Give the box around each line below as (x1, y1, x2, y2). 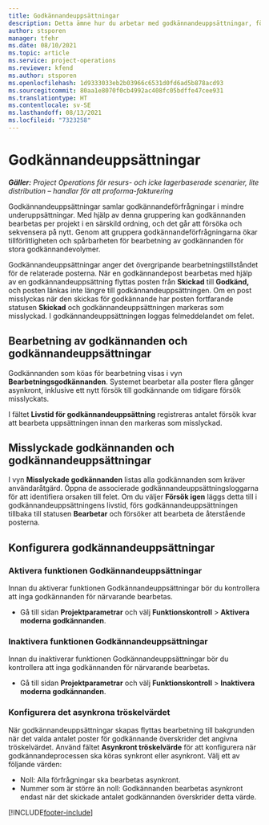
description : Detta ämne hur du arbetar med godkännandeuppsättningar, (8, 19, 252, 27)
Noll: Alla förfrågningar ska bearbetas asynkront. (19, 774, 181, 784)
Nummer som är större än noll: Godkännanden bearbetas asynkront (19, 783, 243, 793)
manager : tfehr (8, 34, 59, 43)
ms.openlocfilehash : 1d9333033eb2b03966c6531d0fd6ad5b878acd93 (8, 79, 224, 87)
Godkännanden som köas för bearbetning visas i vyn (8, 368, 183, 378)
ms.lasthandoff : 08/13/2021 (8, 109, 102, 117)
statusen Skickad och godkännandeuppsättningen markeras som (8, 302, 224, 312)
